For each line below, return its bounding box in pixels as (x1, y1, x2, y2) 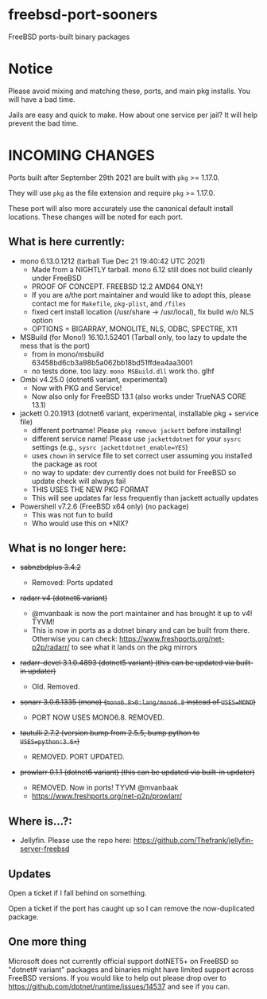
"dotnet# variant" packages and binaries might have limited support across (8, 965, 254, 974)
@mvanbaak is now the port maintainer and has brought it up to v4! (31, 609, 253, 619)
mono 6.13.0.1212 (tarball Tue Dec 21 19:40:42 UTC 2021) (19, 256, 206, 266)
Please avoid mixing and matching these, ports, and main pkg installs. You (8, 86, 251, 96)
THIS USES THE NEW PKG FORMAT (31, 484, 149, 494)
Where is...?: (8, 814, 73, 828)
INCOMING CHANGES (8, 146, 155, 165)
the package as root (31, 459, 98, 469)
